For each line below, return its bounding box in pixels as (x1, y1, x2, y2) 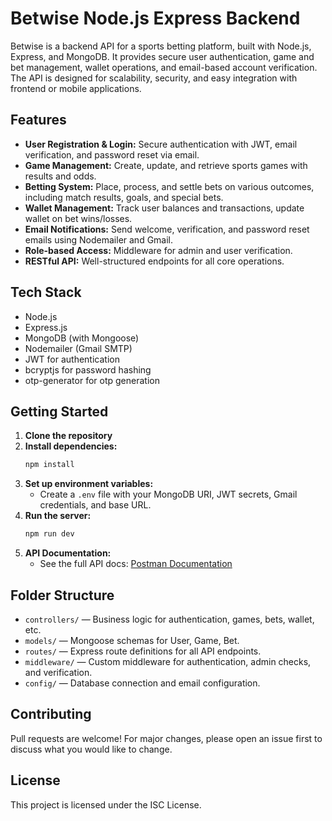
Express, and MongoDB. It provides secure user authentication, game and (10, 50, 315, 62)
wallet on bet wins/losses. (24, 212, 133, 224)
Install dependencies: (24, 440, 118, 452)
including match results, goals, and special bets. (24, 191, 224, 203)
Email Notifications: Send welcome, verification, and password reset (24, 223, 310, 235)
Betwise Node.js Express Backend (10, 7, 301, 30)
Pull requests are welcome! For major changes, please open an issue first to (10, 732, 323, 744)
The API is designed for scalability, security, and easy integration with (10, 72, 298, 84)
